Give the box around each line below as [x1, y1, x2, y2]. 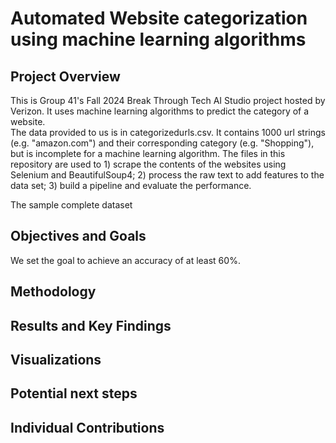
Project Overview [10, 68, 121, 85]
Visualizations [10, 351, 102, 368]
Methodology [10, 283, 97, 301]
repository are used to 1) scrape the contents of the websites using [10, 158, 287, 170]
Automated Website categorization [10, 7, 308, 30]
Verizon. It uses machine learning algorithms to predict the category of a [10, 105, 310, 117]
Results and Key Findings [10, 317, 172, 334]
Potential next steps [10, 385, 138, 402]
